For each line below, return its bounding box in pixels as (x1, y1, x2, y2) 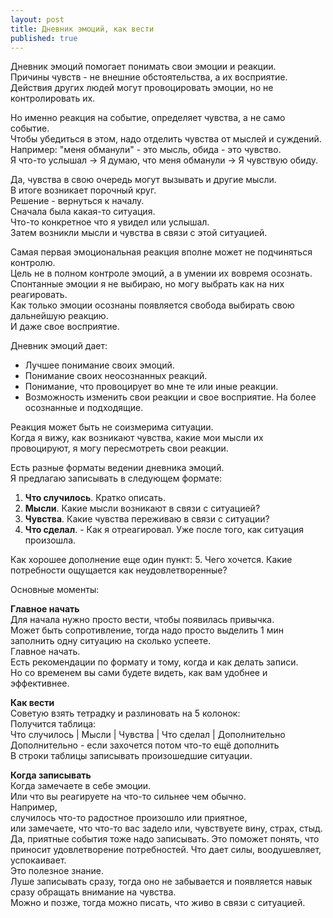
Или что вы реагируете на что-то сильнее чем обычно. (10, 791, 247, 803)
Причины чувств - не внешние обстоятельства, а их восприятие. (10, 71, 288, 83)
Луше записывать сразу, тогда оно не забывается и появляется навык (10, 876, 313, 888)
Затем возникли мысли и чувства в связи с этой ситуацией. (10, 227, 268, 239)
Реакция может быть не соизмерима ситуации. (10, 421, 214, 433)
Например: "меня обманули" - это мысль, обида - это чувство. (10, 144, 282, 156)
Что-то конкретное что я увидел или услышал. (10, 216, 210, 228)
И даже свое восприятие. (10, 321, 120, 333)
